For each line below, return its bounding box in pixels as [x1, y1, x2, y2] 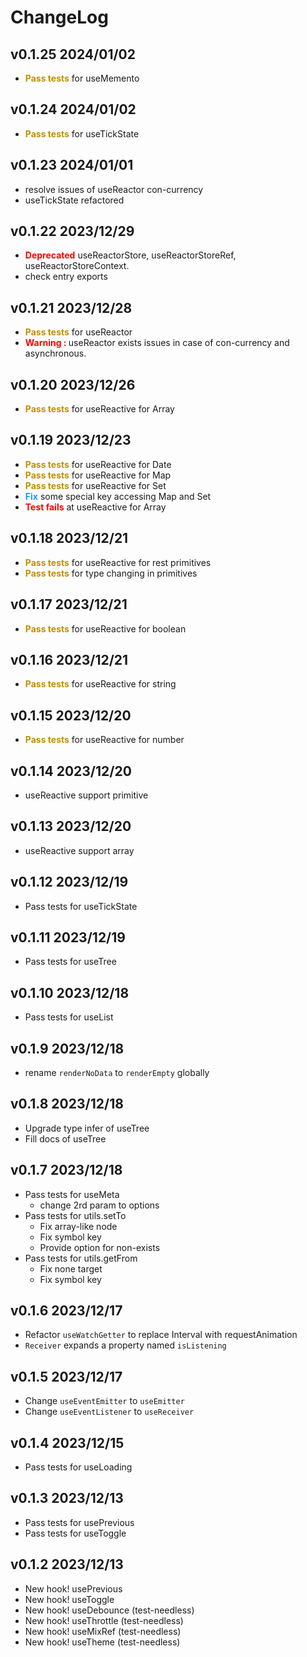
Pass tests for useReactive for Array [24, 403, 175, 415]
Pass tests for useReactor [24, 326, 133, 338]
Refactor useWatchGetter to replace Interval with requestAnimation [24, 1329, 298, 1341]
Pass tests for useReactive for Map [24, 469, 172, 481]
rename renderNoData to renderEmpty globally [24, 1067, 210, 1078]
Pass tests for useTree [24, 956, 117, 968]
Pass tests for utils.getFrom [24, 1252, 138, 1264]
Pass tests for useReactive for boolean [24, 622, 187, 635]
